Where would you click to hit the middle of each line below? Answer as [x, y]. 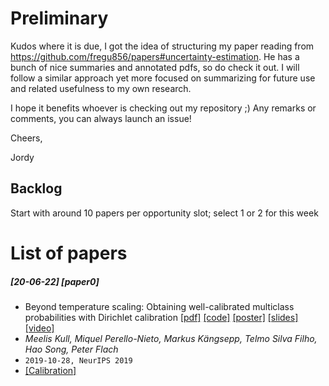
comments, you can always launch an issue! [101, 118]
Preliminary [59, 18]
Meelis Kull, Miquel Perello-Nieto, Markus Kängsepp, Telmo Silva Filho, [171, 338]
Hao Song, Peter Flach [71, 349]
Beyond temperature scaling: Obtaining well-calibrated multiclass [159, 306]
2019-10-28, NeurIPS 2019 [78, 360]
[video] [39, 328]
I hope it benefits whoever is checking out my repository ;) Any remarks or [163, 108]
